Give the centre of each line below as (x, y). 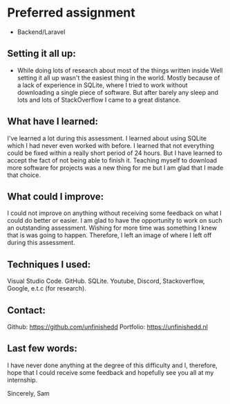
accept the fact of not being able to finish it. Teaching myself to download (112, 160)
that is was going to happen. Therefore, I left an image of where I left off (109, 235)
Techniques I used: (49, 264)
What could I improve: (56, 196)
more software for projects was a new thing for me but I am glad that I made (115, 167)
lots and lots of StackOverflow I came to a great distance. (99, 100)
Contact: (27, 310)
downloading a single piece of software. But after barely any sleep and (118, 92)
